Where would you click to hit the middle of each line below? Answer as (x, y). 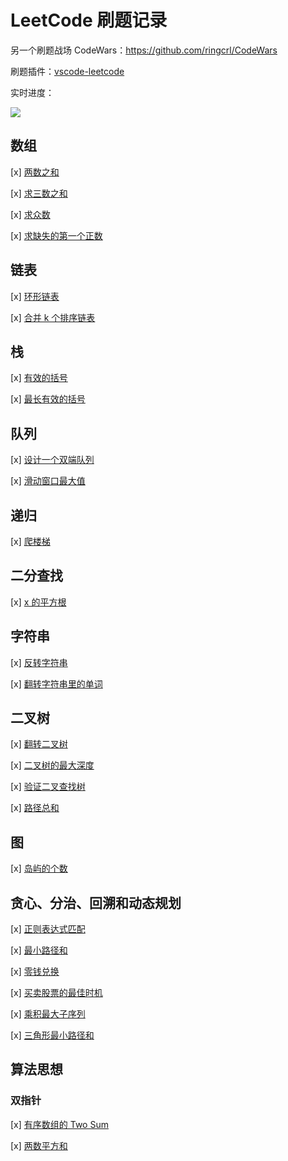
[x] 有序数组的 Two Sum (59, 1124)
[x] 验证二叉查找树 (48, 787)
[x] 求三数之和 (39, 193)
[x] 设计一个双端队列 (52, 460)
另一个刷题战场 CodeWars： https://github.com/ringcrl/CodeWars (144, 50)
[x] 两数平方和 (39, 1145)
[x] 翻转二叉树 (39, 744)
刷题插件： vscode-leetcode (67, 71)
